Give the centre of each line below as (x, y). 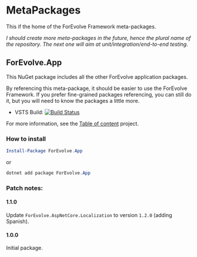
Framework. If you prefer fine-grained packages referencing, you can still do (99, 94)
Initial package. (24, 248)
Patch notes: (24, 188)
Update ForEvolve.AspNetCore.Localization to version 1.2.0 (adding (89, 215)
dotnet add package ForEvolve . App (49, 173)
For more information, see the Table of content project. (73, 124)
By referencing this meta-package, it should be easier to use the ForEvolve (97, 88)
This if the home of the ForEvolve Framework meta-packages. (81, 26)
